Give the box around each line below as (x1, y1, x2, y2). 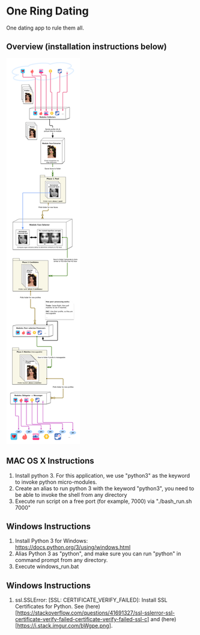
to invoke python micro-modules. (14, 478, 97, 485)
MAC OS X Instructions (6, 456, 94, 466)
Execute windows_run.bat (14, 563, 79, 570)
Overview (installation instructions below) (6, 42, 167, 52)
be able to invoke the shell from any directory (14, 491, 127, 498)
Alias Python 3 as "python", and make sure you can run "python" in (14, 550, 181, 557)
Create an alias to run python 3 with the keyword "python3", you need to (14, 484, 195, 492)
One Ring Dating (6, 4, 89, 18)
